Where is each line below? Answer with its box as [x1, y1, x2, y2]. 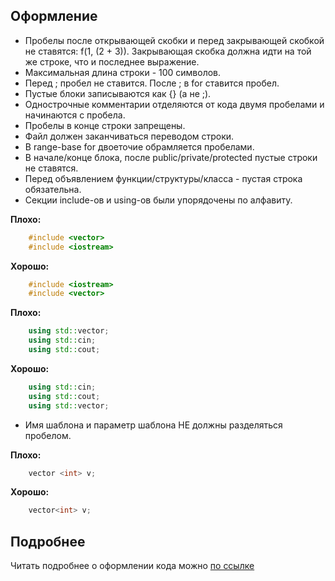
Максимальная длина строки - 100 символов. [24, 66, 222, 78]
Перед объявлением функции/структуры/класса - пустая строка [24, 172, 303, 184]
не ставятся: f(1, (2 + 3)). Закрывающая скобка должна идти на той [24, 45, 312, 57]
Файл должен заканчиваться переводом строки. [24, 130, 235, 142]
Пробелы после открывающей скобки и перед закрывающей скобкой [24, 34, 325, 46]
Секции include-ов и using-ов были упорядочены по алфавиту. [24, 194, 293, 206]
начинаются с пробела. [24, 109, 126, 121]
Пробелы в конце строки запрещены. [24, 119, 186, 131]
